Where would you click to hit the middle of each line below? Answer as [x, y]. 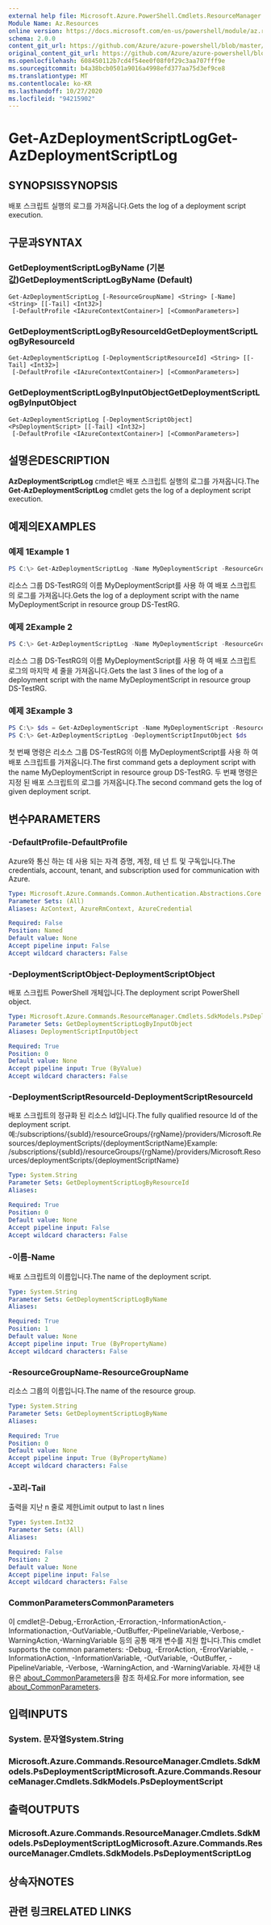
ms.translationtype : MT [48, 76]
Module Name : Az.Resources [54, 23]
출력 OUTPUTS [44, 1810]
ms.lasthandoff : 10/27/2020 [56, 91]
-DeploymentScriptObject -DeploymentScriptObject [112, 973]
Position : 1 [28, 1329]
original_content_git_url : [54, 53]
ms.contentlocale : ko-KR [50, 83]
